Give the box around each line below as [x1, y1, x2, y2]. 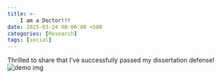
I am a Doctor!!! [20, 17, 71, 24]
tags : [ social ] [7, 37, 52, 44]
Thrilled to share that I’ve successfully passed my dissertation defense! [7, 56, 215, 64]
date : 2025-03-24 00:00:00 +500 [7, 23, 102, 30]
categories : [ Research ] [7, 30, 78, 37]
